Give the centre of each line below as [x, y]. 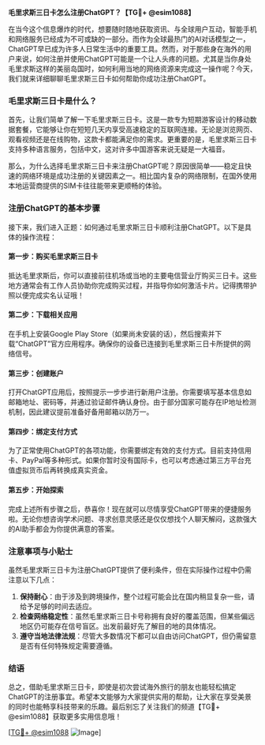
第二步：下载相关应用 [43, 314]
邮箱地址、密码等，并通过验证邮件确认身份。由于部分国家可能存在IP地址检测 [132, 402]
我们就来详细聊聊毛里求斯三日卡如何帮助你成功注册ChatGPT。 [109, 79]
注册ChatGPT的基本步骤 [54, 209]
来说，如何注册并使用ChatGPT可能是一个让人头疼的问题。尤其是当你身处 [133, 59]
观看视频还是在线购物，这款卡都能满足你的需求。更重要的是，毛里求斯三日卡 [132, 139]
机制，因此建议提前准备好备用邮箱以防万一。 [81, 412]
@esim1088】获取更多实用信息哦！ [65, 717]
